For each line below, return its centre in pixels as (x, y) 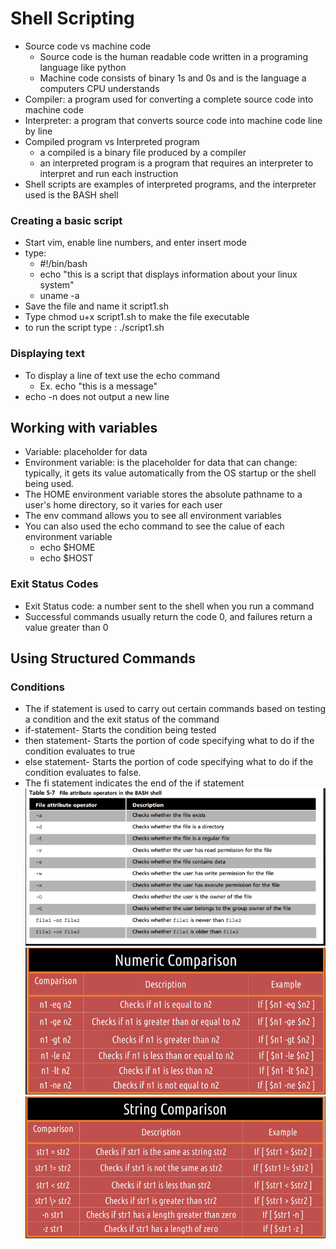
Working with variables (84, 427)
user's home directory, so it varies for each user (123, 505)
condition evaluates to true (80, 751)
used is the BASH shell (71, 194)
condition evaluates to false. (83, 773)
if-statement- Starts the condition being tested (120, 730)
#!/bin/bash (63, 264)
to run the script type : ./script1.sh (94, 328)
